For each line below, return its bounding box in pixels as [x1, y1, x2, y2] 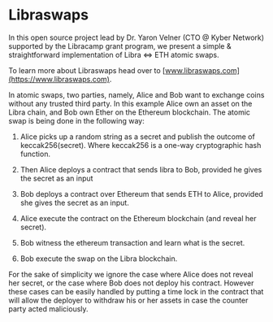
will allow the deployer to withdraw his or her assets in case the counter [8, 295, 249, 305]
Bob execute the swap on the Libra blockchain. [19, 254, 178, 263]
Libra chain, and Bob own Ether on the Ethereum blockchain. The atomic [8, 107, 250, 117]
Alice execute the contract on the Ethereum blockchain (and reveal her [19, 213, 257, 223]
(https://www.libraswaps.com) [8, 74, 110, 84]
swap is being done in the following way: [8, 115, 145, 125]
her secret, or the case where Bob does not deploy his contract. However [8, 278, 254, 288]
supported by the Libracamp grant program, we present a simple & [8, 41, 232, 50]
